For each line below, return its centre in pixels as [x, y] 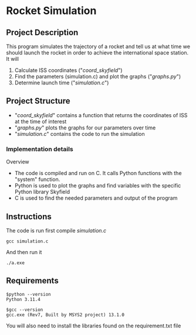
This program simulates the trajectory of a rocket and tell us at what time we [98, 46]
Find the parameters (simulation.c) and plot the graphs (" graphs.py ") [98, 76]
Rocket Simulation [51, 11]
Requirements [32, 281]
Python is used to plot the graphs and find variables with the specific [98, 186]
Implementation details [40, 149]
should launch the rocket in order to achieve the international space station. [97, 53]
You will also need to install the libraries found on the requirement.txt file [94, 326]
